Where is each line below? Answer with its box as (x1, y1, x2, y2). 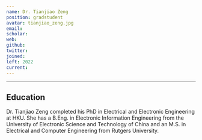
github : (6, 42, 26, 48)
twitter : (6, 48, 28, 54)
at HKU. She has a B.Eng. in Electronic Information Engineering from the (6, 114, 185, 121)
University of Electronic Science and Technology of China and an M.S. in (6, 121, 186, 128)
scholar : (6, 31, 28, 37)
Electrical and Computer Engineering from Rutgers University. (6, 127, 159, 135)
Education (6, 92, 46, 102)
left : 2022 (6, 59, 34, 65)
